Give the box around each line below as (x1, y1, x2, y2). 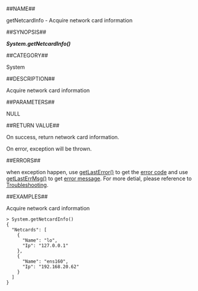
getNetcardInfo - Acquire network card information (6, 17, 133, 23)
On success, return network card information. (6, 134, 119, 140)
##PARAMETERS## (6, 99, 55, 105)
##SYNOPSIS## (6, 28, 46, 36)
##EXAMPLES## (6, 193, 48, 200)
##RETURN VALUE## (6, 122, 60, 129)
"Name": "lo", (22, 237, 58, 243)
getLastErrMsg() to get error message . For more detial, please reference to (6, 175, 192, 182)
